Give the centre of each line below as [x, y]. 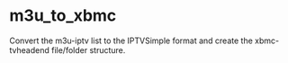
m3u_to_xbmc [63, 16]
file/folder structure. [88, 49]
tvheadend [29, 49]
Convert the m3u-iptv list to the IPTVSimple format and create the [131, 40]
